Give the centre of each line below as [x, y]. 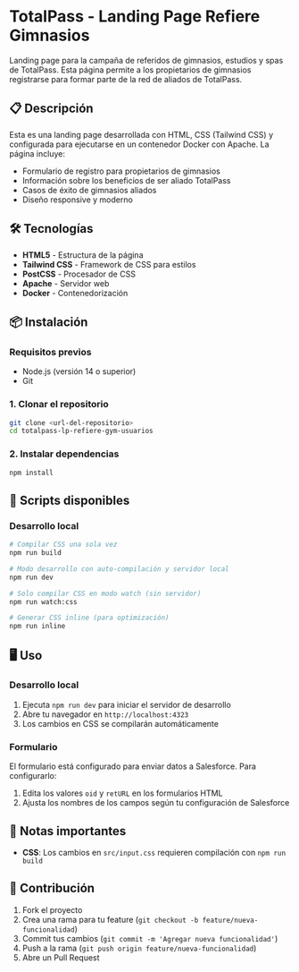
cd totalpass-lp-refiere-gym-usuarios [81, 431]
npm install [31, 473]
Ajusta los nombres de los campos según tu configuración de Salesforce [156, 803]
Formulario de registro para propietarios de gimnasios [121, 171]
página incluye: [37, 153]
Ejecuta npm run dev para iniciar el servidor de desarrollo [127, 704]
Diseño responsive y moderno [78, 200]
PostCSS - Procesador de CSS [79, 274]
